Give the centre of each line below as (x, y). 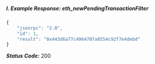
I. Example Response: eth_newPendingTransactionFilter (77, 8)
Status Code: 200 (28, 56)
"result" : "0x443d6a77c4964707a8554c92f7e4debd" (79, 39)
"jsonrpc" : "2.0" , (40, 28)
